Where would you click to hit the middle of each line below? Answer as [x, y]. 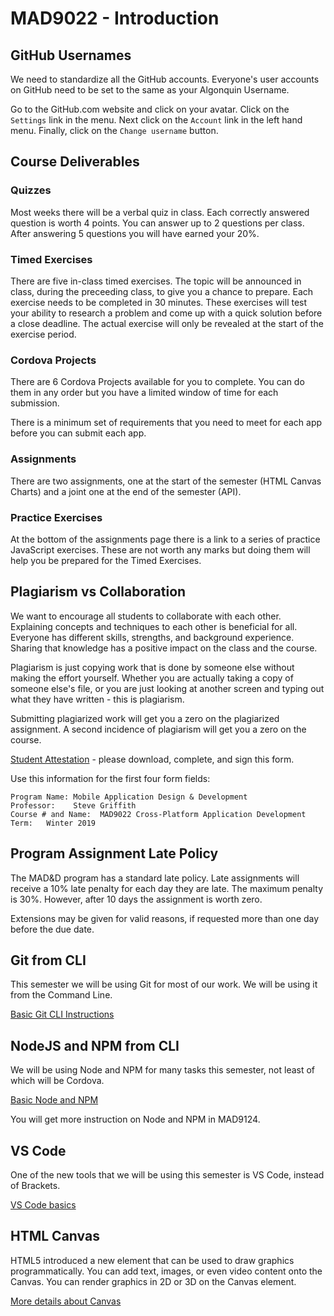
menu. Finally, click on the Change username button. [114, 130]
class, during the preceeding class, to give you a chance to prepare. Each [162, 291]
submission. [35, 403]
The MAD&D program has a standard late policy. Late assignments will [155, 878]
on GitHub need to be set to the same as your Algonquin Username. [150, 90]
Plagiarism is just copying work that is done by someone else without [152, 667]
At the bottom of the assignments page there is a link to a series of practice [165, 539]
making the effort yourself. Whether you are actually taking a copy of [152, 678]
